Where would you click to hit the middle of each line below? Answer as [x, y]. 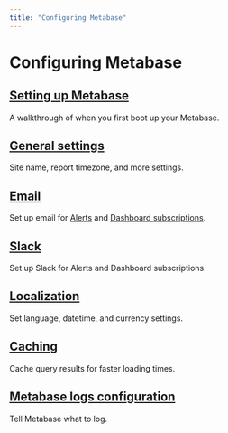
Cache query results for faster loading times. [92, 368]
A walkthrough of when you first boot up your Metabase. [114, 118]
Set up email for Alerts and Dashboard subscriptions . [108, 218]
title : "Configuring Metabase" [68, 18]
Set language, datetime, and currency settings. [96, 318]
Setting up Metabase [69, 96]
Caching [34, 347]
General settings [57, 146]
